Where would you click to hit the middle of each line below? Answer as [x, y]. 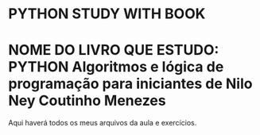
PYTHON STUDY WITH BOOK [107, 14]
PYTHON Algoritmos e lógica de [116, 67]
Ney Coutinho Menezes [87, 101]
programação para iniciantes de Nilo [130, 84]
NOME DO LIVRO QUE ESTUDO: [114, 50]
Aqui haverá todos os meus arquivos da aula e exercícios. [103, 123]
